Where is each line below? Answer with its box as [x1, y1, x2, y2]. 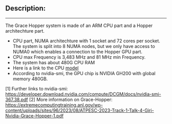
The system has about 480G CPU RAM [12, 59, 95, 65]
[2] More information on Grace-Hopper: [29, 96, 113, 103]
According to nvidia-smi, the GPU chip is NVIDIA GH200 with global [12, 70, 156, 76]
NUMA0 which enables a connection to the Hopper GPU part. [12, 48, 142, 55]
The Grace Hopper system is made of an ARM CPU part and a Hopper [5, 22, 153, 29]
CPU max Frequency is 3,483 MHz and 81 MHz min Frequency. [12, 54, 146, 60]
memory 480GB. [12, 76, 48, 82]
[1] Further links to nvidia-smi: [5, 85, 68, 91]
